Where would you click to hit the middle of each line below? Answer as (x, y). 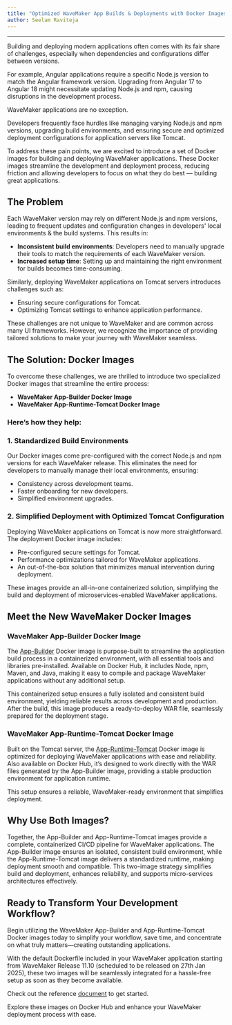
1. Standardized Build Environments (68, 440)
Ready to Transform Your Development (93, 902)
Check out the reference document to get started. (78, 994)
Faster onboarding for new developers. (72, 491)
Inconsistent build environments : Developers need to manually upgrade (120, 246)
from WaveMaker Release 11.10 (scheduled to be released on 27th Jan (106, 966)
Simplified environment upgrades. (65, 498)
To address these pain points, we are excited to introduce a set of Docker (112, 151)
